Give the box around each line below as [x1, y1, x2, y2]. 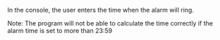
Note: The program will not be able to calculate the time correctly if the [7, 19, 214, 27]
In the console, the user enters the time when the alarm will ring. [7, 6, 194, 14]
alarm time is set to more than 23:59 [7, 27, 113, 34]
